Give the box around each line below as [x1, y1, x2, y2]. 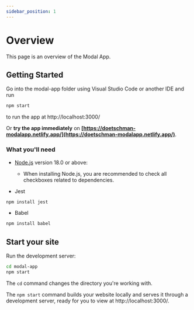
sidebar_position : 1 [6, 8, 57, 15]
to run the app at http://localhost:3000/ [6, 113, 101, 120]
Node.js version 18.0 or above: [14, 159, 88, 166]
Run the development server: [6, 252, 76, 260]
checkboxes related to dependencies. [23, 176, 115, 183]
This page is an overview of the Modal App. [6, 53, 111, 60]
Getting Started [6, 69, 64, 79]
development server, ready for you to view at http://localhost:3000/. [6, 297, 169, 304]
